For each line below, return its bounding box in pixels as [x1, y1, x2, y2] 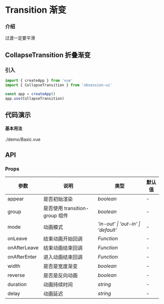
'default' [98, 226, 117, 233]
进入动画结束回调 [43, 254, 83, 261]
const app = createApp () [5, 91, 56, 96]
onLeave [7, 235, 28, 242]
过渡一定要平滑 [5, 35, 35, 41]
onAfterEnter [7, 253, 37, 260]
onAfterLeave [7, 244, 39, 251]
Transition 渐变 [5, 4, 67, 16]
